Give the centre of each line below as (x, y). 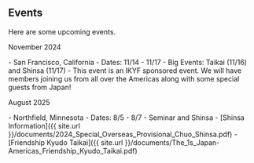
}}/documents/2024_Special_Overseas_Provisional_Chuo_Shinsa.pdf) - (123, 134)
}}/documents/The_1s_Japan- (172, 142)
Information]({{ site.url (44, 125)
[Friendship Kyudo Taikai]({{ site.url (66, 142)
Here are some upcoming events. (62, 31)
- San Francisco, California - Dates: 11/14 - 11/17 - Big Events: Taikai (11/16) (128, 62)
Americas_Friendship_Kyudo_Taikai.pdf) (73, 150)
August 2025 (29, 102)
